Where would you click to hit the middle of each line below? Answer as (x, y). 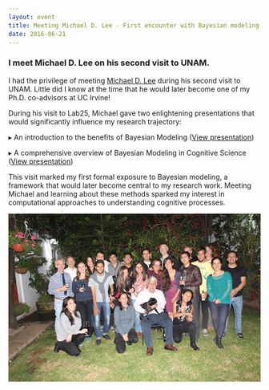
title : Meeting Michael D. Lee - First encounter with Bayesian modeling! (136, 25)
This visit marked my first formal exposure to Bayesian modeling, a (118, 177)
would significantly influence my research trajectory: (95, 121)
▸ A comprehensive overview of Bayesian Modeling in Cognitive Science (127, 152)
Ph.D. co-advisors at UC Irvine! (59, 97)
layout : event (32, 17)
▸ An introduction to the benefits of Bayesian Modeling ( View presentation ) (131, 137)
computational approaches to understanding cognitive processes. (117, 202)
